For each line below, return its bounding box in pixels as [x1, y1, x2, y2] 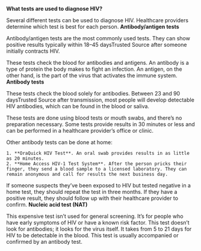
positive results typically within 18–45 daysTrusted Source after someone [6, 41, 187, 48]
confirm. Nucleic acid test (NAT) [6, 201, 88, 208]
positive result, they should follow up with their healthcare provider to [6, 195, 179, 202]
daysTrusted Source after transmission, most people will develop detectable [6, 96, 194, 103]
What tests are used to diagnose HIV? [6, 5, 103, 12]
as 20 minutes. [6, 156, 45, 162]
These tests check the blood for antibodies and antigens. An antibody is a [6, 59, 189, 66]
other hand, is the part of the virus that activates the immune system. [6, 72, 178, 79]
